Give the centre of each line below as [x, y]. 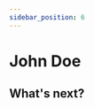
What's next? [47, 94]
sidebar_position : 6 [47, 17]
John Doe [45, 61]
